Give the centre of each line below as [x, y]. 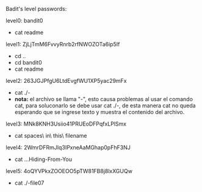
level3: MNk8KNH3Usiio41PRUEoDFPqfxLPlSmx [66, 124]
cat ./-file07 [29, 183]
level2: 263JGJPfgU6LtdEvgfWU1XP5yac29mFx [66, 81]
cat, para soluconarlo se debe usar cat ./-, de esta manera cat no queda [105, 105]
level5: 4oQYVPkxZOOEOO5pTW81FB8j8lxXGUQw [69, 171]
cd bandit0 [28, 62]
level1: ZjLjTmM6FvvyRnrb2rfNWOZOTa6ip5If [63, 44]
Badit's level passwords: [36, 9]
